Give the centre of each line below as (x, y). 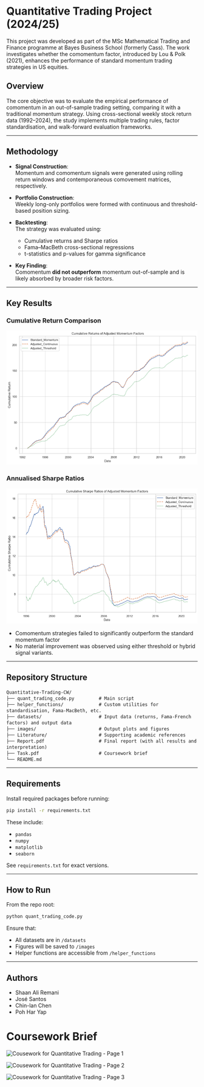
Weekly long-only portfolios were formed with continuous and (93, 204)
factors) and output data (39, 723)
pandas (23, 834)
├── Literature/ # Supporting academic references (96, 735)
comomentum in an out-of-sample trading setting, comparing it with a (93, 107)
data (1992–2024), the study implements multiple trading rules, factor (93, 120)
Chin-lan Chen (33, 1005)
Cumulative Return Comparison (54, 320)
